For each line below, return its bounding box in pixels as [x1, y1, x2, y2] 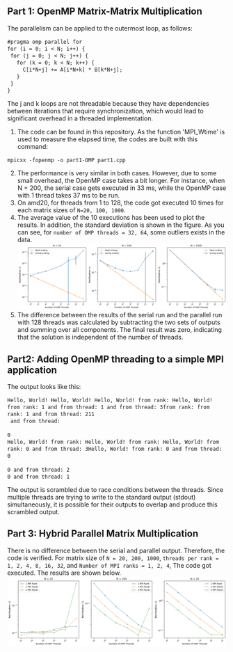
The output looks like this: [7, 382, 81, 390]
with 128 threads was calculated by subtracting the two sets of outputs [17, 318, 220, 326]
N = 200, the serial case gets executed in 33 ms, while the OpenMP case [17, 184, 227, 192]
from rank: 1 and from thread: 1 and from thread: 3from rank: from [7, 404, 210, 411]
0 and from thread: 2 [7, 466, 70, 473]
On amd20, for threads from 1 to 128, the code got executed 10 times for [17, 198, 224, 207]
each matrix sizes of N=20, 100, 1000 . [17, 205, 127, 214]
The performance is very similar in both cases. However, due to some [17, 168, 217, 177]
